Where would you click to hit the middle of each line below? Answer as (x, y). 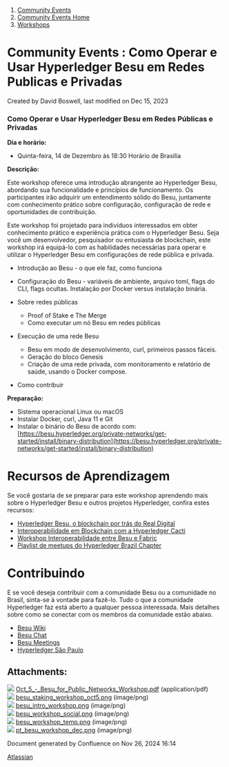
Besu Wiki (31, 628)
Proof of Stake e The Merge (67, 315)
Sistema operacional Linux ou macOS (70, 412)
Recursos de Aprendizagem (89, 476)
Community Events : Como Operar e (112, 53)
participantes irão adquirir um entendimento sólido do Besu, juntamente (109, 197)
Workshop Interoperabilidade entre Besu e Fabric (87, 538)
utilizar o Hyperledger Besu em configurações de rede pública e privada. (111, 255)
